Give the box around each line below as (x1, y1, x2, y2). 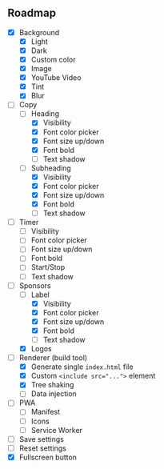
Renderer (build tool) (18, 353, 88, 363)
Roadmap (7, 6, 57, 20)
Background (18, 27, 60, 37)
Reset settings (18, 443, 67, 453)
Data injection (30, 389, 77, 399)
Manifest (30, 407, 61, 417)
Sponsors (18, 280, 51, 291)
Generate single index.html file (30, 362, 134, 371)
